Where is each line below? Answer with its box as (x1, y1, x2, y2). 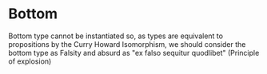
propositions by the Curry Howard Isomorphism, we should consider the (8, 39, 246, 49)
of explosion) (8, 56, 52, 66)
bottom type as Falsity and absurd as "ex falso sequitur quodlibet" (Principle (8, 48, 260, 57)
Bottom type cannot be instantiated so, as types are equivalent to (8, 31, 224, 41)
